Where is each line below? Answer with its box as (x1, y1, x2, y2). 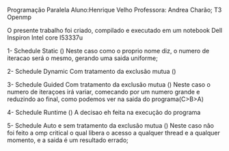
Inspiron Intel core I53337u (7, 33, 83, 42)
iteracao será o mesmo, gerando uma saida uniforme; (7, 54, 159, 62)
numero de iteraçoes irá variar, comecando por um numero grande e (7, 88, 200, 96)
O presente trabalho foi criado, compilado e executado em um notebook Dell (7, 27, 223, 34)
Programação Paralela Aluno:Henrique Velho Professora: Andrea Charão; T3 (7, 6, 222, 14)
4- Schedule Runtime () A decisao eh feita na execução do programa (7, 109, 201, 116)
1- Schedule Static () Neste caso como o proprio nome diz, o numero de (7, 47, 210, 55)
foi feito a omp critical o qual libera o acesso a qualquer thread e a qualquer (7, 129, 221, 137)
